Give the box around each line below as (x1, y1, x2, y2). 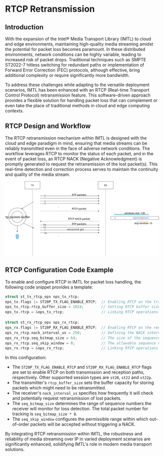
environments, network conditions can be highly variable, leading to (5, 51, 142, 57)
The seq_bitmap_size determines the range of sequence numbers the (12, 401, 152, 407)
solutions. (5, 447, 25, 453)
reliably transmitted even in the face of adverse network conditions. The (5, 145, 150, 151)
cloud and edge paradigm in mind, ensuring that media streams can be (5, 140, 147, 146)
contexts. (5, 108, 24, 114)
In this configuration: (5, 355, 47, 360)
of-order (12, 421, 29, 427)
